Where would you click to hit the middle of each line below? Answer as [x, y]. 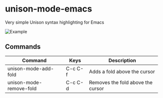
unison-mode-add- [31, 69]
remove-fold [22, 88]
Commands [23, 47]
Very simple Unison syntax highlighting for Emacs [55, 22]
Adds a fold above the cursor [122, 71]
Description [122, 60]
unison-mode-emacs [49, 9]
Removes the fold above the [121, 82]
